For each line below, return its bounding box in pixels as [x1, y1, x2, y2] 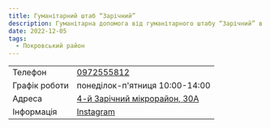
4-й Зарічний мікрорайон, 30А [76, 93, 199, 105]
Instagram [76, 106, 116, 117]
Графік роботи [12, 80, 69, 92]
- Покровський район [15, 42, 85, 50]
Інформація [12, 106, 58, 117]
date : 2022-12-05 [8, 27, 67, 35]
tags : [8, 34, 27, 43]
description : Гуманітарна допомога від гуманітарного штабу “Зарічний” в [8, 19, 264, 28]
